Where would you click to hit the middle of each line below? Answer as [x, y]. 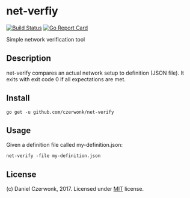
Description [29, 58]
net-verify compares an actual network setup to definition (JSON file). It [95, 73]
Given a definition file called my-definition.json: [65, 145]
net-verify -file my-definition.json [54, 156]
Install [18, 98]
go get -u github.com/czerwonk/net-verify [60, 112]
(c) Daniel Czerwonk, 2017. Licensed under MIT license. [75, 189]
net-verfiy [32, 11]
